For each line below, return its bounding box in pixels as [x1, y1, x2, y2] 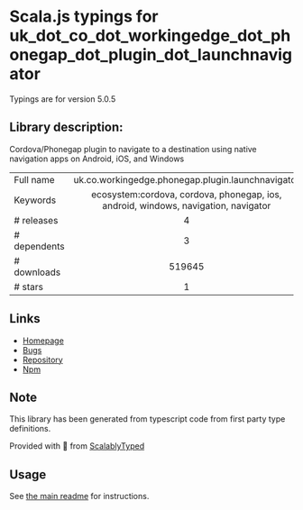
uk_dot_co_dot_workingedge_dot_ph [9, 25, 291, 46]
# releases [14, 214, 59, 226]
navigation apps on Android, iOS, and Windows [9, 153, 185, 164]
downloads [14, 266, 61, 278]
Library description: [9, 120, 124, 135]
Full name [14, 173, 56, 186]
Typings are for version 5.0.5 [9, 93, 116, 105]
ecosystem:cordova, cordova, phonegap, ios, [91, 187, 282, 200]
